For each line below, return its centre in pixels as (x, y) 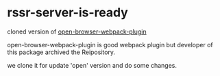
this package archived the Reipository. (61, 52)
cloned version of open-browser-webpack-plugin (77, 31)
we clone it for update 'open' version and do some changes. (92, 65)
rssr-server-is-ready (68, 13)
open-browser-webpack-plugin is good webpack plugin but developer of (110, 45)
